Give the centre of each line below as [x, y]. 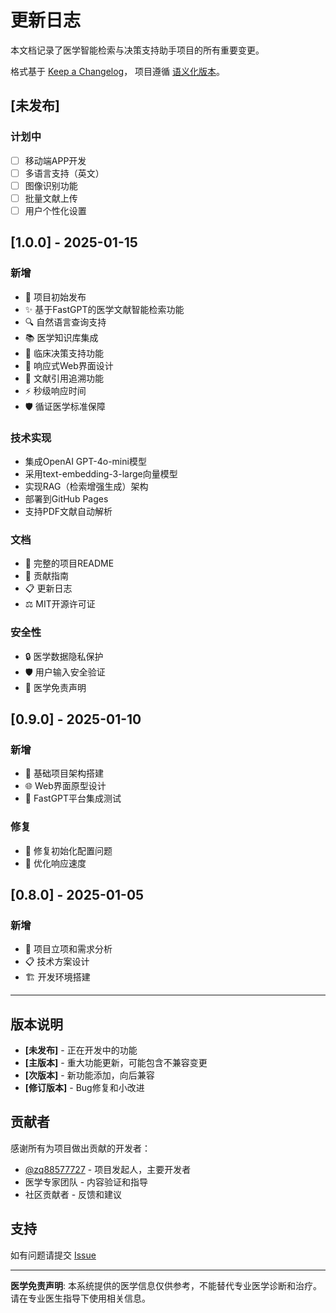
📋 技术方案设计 [57, 962]
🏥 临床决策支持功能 [64, 353]
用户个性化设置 [55, 210]
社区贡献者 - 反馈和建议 [73, 1194]
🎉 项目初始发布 [55, 297]
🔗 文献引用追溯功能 [64, 378]
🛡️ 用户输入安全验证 [65, 672]
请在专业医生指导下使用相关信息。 [80, 1298]
